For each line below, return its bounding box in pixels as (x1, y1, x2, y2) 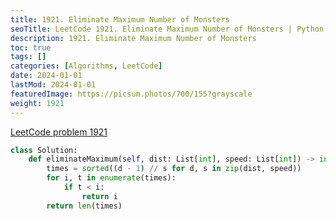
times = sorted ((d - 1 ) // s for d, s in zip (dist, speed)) (46, 164, 302, 174)
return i (81, 191, 118, 201)
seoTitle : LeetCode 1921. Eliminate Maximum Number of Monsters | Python (10, 24, 325, 34)
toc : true (10, 42, 52, 53)
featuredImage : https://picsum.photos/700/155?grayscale (10, 89, 253, 99)
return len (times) (46, 201, 123, 211)
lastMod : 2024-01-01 (10, 80, 97, 90)
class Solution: (10, 145, 78, 155)
